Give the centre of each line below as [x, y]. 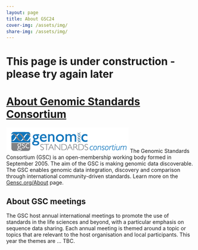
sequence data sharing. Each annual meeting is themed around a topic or [96, 229]
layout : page [22, 12]
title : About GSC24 [30, 19]
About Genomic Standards [73, 101]
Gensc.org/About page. [35, 183]
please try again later [60, 74]
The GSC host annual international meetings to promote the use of [88, 216]
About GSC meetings [46, 201]
